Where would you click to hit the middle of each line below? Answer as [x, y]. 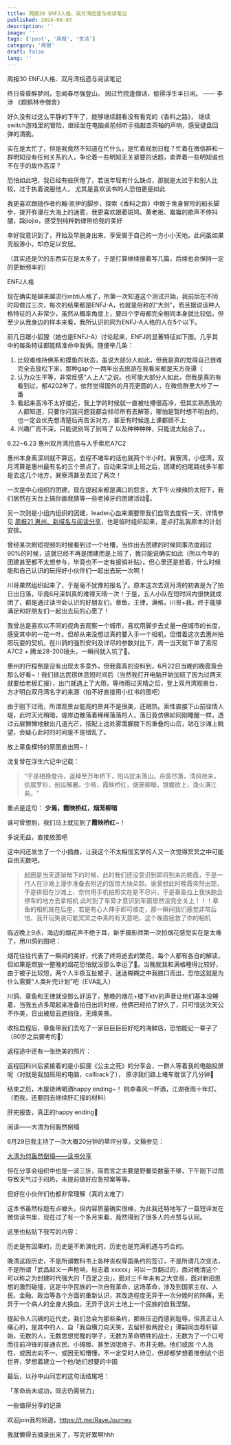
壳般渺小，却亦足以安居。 [43, 243]
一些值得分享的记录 [34, 1405]
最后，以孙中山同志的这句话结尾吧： [58, 1376]
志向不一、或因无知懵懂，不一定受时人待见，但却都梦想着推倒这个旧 [127, 1353]
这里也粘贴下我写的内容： [43, 1231]
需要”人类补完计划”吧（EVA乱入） [67, 981]
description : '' [30, 26]
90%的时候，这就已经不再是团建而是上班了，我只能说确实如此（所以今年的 [113, 553]
